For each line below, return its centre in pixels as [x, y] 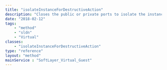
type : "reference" [24, 51]
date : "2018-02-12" [25, 19]
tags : [11, 23]
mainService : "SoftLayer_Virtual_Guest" [49, 60]
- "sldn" [23, 33]
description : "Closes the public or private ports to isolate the [75, 14]
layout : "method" [23, 55]
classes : [14, 42]
